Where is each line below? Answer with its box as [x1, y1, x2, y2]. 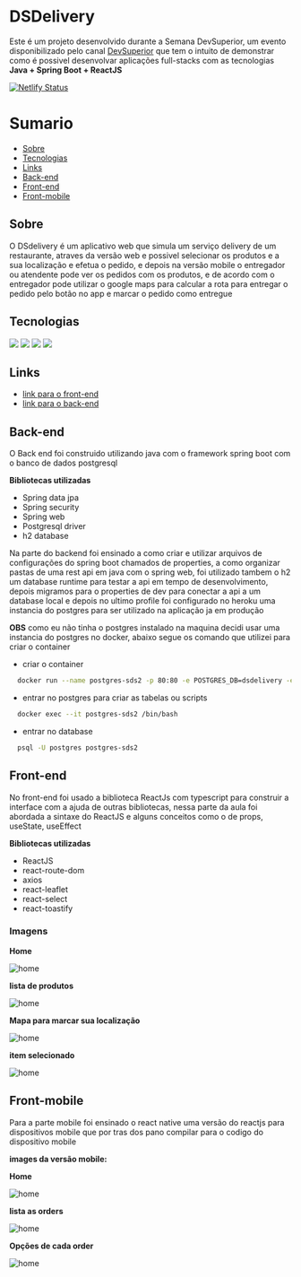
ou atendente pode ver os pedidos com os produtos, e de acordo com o [9, 269, 275, 280]
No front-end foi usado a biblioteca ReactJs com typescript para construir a [9, 792, 289, 803]
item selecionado [9, 1049, 75, 1060]
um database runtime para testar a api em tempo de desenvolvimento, [9, 577, 269, 587]
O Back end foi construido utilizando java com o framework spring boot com [9, 448, 291, 459]
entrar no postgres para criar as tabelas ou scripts [21, 692, 208, 703]
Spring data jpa [21, 492, 79, 503]
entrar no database [21, 725, 93, 736]
